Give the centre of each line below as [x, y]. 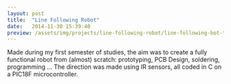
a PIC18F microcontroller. [43, 74]
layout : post [26, 13]
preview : [20, 33]
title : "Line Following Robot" [53, 20]
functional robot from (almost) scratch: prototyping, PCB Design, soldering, [113, 60]
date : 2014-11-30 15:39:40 [49, 26]
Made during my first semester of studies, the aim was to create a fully [107, 52]
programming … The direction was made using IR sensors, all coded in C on [114, 67]
